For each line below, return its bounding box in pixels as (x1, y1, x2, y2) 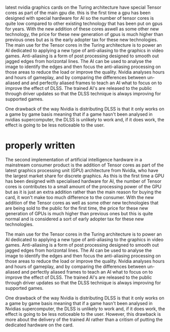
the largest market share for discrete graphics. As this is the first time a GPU (5, 173, 164, 179)
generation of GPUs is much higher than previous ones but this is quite (5, 210, 153, 216)
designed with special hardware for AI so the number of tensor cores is (5, 15, 154, 21)
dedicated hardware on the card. (5, 322, 74, 328)
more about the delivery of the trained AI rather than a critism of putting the (5, 316, 163, 322)
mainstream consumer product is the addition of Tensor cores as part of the (5, 162, 164, 168)
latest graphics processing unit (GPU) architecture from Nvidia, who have (5, 167, 159, 173)
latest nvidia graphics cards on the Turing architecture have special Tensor (5, 5, 161, 10)
